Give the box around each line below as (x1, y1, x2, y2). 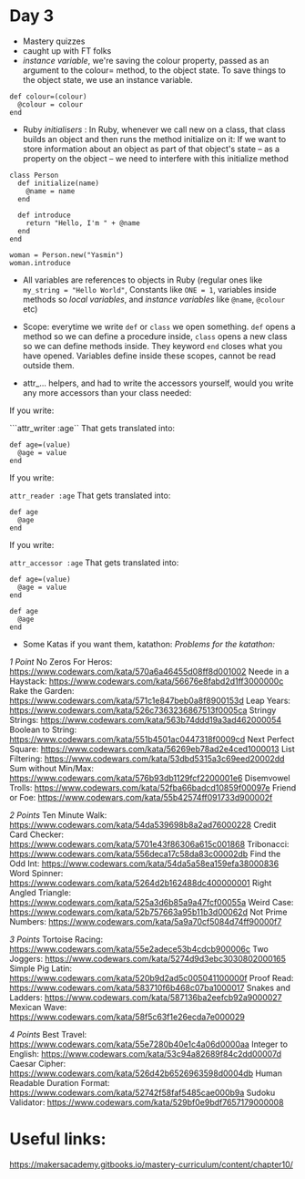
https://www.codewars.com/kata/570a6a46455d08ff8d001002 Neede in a (9, 666, 290, 677)
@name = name (25, 186, 76, 196)
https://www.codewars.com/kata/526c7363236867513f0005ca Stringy (9, 704, 277, 716)
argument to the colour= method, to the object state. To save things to (22, 65, 287, 76)
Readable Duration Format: (9, 1077, 110, 1088)
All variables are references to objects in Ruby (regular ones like (22, 274, 263, 285)
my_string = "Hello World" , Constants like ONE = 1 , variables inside (22, 284, 277, 295)
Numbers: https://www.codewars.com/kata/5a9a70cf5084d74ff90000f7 (9, 915, 282, 926)
